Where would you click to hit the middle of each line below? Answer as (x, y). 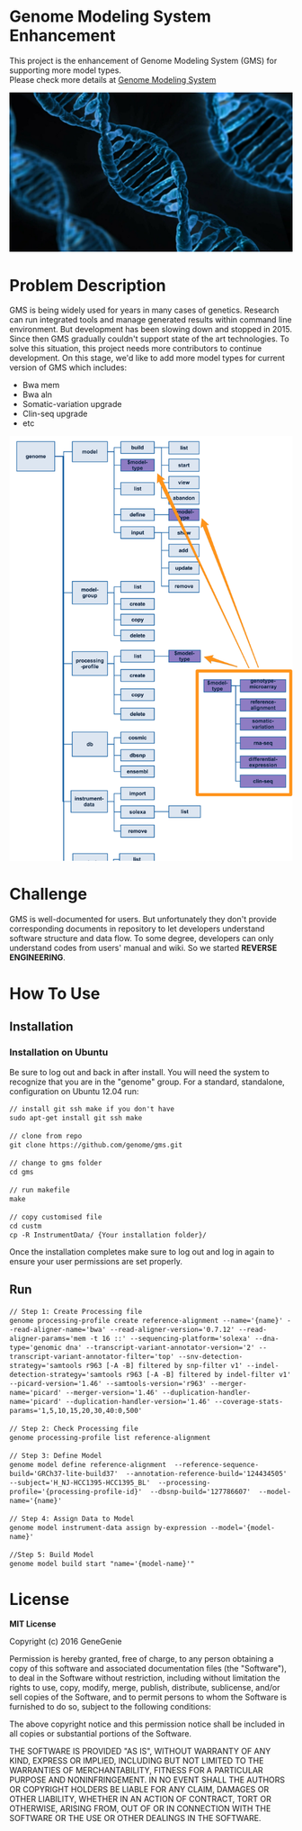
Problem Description (88, 285)
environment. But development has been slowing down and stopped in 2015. (151, 330)
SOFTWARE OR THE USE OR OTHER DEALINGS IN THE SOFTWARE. (135, 1818)
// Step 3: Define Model (56, 1455)
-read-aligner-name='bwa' (58, 1329)
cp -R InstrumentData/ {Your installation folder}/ (108, 1235)
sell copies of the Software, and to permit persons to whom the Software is (148, 1697)
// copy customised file (56, 1217)
